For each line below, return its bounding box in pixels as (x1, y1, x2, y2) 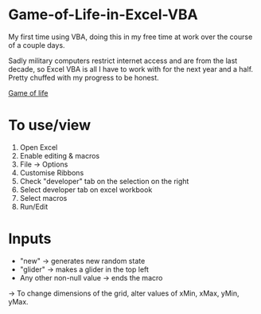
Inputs (8, 230, 52, 248)
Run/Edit (19, 202, 49, 211)
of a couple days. (8, 40, 65, 49)
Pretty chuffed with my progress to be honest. (8, 73, 159, 82)
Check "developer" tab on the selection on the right (19, 176, 189, 186)
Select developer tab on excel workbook (19, 185, 153, 194)
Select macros (19, 193, 68, 202)
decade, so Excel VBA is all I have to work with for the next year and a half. (8, 64, 253, 73)
